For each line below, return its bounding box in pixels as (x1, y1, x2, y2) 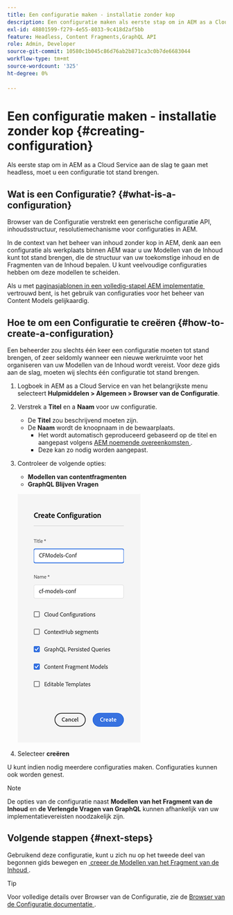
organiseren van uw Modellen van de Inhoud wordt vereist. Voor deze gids (7, 361, 221, 369)
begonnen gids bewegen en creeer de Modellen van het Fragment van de (7, 858, 220, 866)
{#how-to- (178, 317, 225, 329)
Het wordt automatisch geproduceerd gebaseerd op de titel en (37, 431, 217, 439)
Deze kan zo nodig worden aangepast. (37, 446, 148, 454)
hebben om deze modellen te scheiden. (7, 268, 121, 276)
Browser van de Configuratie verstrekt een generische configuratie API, (7, 218, 212, 226)
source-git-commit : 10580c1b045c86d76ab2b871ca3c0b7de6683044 (7, 48, 191, 55)
